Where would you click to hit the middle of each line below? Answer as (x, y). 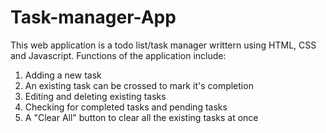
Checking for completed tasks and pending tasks (126, 107)
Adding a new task (63, 75)
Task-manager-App (93, 17)
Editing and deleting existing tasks (95, 96)
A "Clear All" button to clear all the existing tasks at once (141, 117)
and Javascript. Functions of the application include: (118, 55)
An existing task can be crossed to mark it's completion (139, 85)
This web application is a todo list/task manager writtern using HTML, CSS (163, 45)
